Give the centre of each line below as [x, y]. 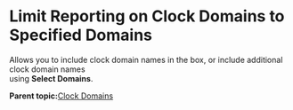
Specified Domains [81, 35]
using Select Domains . [51, 78]
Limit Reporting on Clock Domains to [147, 16]
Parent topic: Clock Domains [61, 96]
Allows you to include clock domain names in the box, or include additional [146, 59]
